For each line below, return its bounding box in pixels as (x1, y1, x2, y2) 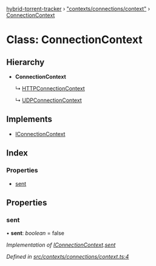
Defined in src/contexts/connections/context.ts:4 (6, 253, 129, 261)
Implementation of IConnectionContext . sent (6, 241, 116, 248)
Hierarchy (6, 57, 45, 67)
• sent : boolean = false (6, 230, 65, 237)
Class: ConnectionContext (6, 33, 143, 47)
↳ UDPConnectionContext (15, 97, 82, 104)
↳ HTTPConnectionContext (15, 85, 85, 92)
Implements (6, 114, 53, 124)
